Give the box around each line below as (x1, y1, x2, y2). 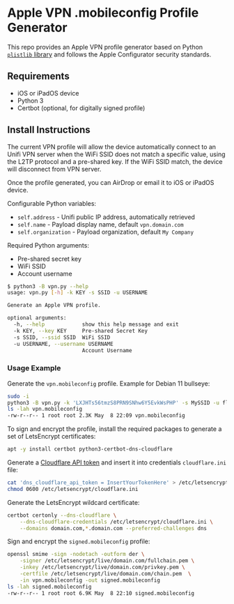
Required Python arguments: (7, 241, 89, 249)
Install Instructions (7, 124, 91, 136)
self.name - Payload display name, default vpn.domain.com (17, 220, 184, 228)
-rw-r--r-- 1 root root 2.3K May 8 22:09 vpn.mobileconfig (7, 412, 186, 419)
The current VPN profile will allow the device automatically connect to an (7, 142, 217, 151)
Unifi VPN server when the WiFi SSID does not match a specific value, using (7, 150, 226, 158)
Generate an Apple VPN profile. (7, 302, 101, 309)
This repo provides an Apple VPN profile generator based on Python (7, 43, 203, 51)
